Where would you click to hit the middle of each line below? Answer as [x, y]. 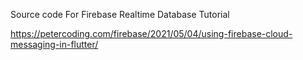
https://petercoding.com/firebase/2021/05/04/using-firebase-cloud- [151, 33]
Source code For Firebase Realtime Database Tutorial [120, 14]
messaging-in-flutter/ [54, 44]
